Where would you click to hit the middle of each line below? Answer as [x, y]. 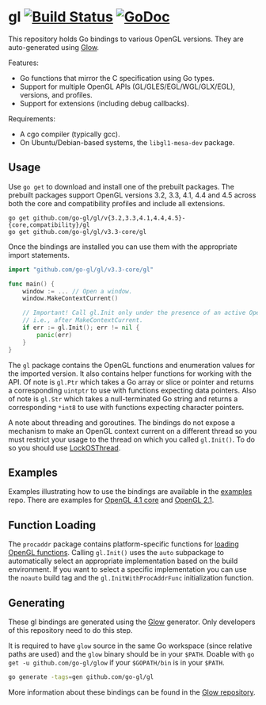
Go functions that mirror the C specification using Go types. [117, 78]
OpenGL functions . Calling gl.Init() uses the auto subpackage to [116, 553]
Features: [24, 63]
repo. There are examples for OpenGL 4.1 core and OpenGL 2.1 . [111, 500]
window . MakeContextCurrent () [70, 299]
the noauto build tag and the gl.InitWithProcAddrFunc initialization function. [131, 578]
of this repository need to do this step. [70, 630]
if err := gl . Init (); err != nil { [81, 328]
